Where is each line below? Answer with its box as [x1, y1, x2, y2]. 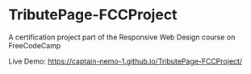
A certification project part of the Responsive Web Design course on [8, 32, 236, 42]
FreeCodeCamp [8, 40, 61, 50]
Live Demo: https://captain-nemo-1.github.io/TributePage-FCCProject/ [8, 56, 243, 66]
